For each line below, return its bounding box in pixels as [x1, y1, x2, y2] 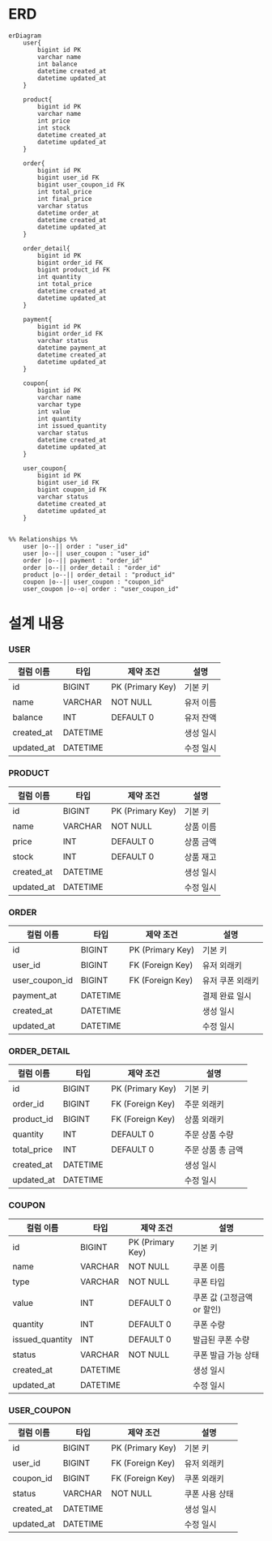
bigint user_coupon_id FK [37, 180, 125, 189]
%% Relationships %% [8, 535, 79, 543]
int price [37, 117, 70, 125]
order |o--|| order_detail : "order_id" [23, 563, 161, 571]
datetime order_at [37, 208, 100, 217]
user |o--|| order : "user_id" [23, 542, 129, 550]
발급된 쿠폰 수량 [193, 1334, 250, 1346]
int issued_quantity [37, 422, 107, 430]
